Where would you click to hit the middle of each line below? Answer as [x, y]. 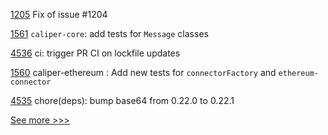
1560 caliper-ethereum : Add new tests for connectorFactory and [143, 72]
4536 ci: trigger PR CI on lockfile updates [95, 53]
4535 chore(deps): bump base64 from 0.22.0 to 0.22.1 [122, 100]
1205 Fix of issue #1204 [59, 14]
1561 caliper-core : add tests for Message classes [109, 33]
